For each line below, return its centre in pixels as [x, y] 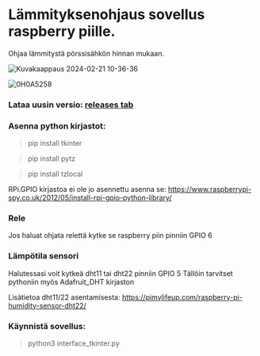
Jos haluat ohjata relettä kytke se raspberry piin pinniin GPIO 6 [110, 235]
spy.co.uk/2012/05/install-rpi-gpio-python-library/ [90, 198]
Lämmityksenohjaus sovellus [107, 15]
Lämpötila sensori [44, 256]
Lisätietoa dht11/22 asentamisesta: [64, 297]
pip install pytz [52, 159]
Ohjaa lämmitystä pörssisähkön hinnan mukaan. [86, 53]
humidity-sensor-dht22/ [48, 305]
